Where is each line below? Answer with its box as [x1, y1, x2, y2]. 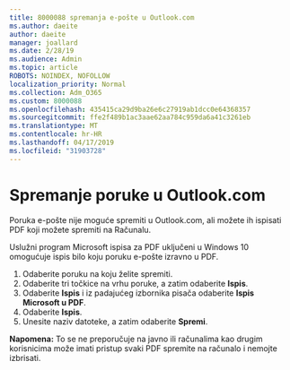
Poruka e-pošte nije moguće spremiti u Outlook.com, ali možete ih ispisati [9, 214, 282, 225]
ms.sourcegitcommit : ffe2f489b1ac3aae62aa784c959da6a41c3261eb [9, 113, 251, 122]
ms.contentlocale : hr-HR [9, 130, 102, 139]
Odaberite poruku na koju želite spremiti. [22, 268, 173, 279]
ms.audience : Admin [9, 55, 83, 64]
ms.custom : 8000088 [9, 96, 83, 106]
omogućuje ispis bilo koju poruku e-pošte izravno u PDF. [9, 251, 219, 262]
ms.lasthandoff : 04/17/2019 [9, 138, 115, 147]
